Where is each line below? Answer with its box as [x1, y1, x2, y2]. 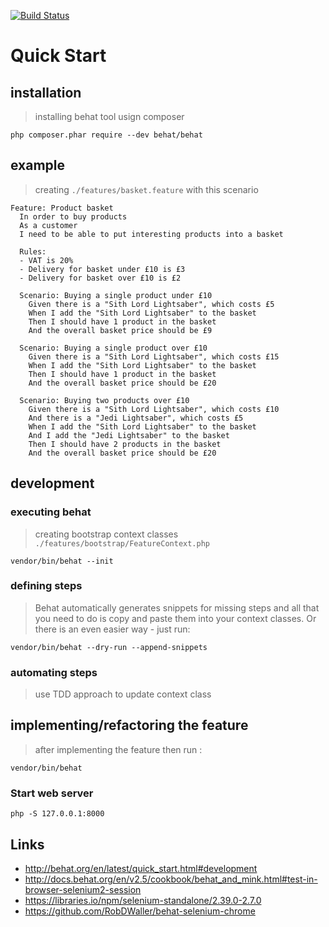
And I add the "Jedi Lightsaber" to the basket [28, 430, 230, 440]
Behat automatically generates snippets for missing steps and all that [34, 601, 320, 614]
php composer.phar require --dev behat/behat [10, 130, 203, 140]
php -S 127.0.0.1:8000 [10, 809, 105, 819]
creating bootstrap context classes [34, 528, 179, 540]
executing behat [10, 505, 92, 519]
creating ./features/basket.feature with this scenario [34, 183, 259, 195]
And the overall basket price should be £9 [28, 325, 213, 335]
